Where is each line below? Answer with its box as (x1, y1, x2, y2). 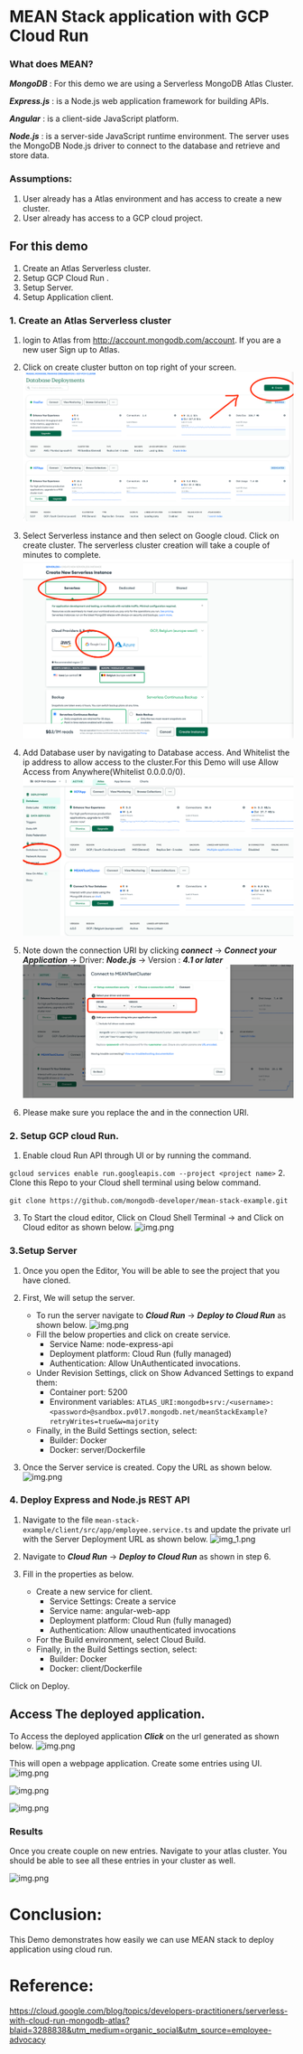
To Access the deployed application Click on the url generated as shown (9, 1730, 280, 1741)
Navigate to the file (22, 1514, 94, 1525)
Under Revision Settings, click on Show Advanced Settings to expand (35, 1367, 294, 1378)
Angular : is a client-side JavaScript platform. (9, 113, 179, 124)
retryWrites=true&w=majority (49, 1417, 160, 1426)
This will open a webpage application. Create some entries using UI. (9, 1757, 262, 1768)
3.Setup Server (9, 1245, 78, 1258)
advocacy (9, 2034, 47, 2045)
